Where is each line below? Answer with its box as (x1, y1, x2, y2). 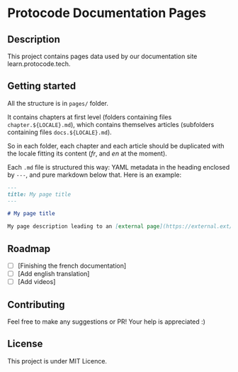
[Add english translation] (17, 270, 90, 278)
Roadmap (7, 243, 51, 255)
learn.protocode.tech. (7, 60, 71, 68)
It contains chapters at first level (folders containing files (7, 112, 172, 121)
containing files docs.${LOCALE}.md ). (7, 128, 112, 136)
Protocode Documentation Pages (7, 5, 207, 21)
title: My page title (7, 190, 72, 198)
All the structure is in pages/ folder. (7, 99, 108, 107)
